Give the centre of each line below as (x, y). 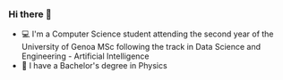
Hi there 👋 (30, 14)
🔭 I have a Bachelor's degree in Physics (94, 66)
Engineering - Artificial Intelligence (85, 56)
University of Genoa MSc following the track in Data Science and (141, 47)
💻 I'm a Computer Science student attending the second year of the (147, 34)
